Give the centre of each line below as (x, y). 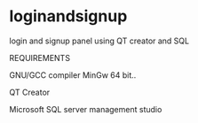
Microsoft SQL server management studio (86, 109)
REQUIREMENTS (40, 58)
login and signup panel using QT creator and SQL (99, 41)
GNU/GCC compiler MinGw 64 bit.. (73, 75)
